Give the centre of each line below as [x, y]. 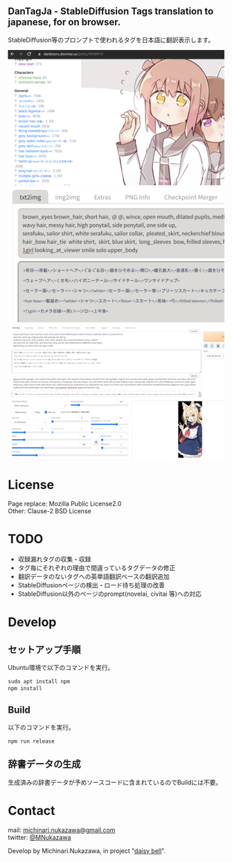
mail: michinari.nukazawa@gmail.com [62, 830]
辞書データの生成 [44, 765]
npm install [25, 689]
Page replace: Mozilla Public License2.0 [65, 504]
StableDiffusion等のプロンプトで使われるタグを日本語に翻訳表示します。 [111, 40]
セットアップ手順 [44, 649]
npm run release [31, 741]
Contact [32, 811]
